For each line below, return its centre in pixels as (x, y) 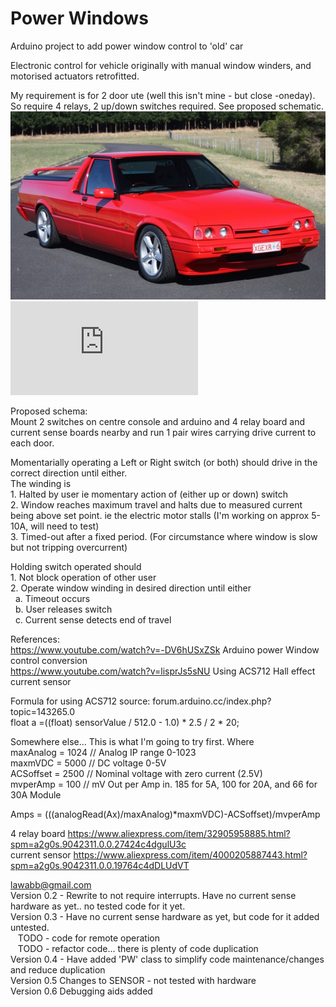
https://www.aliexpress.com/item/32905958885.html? (179, 833)
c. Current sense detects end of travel (93, 619)
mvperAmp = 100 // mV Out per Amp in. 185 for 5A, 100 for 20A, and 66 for (164, 784)
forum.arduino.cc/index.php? (212, 701)
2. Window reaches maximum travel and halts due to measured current (156, 504)
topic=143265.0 (43, 711)
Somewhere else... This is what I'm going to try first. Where (132, 741)
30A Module (36, 794)
